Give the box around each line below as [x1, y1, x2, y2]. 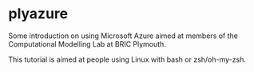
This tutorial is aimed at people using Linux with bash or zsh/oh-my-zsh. [8, 55, 246, 64]
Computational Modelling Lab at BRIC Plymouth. [8, 39, 166, 48]
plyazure [8, 5, 69, 23]
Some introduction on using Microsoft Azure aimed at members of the [8, 31, 238, 40]
